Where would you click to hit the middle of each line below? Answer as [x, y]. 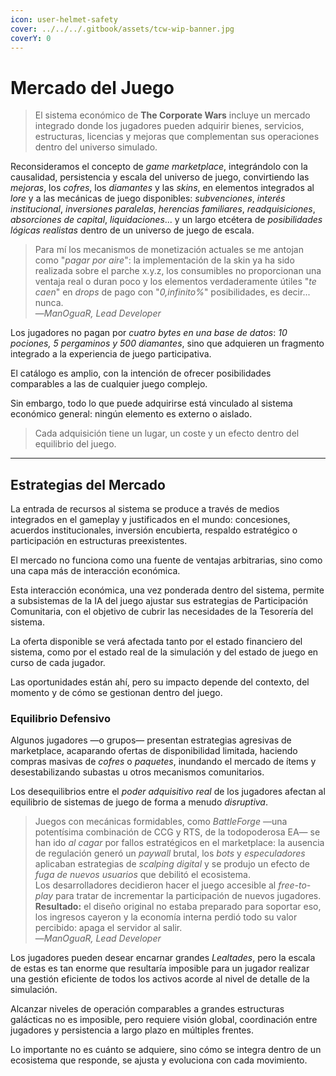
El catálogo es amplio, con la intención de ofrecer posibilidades [141, 373]
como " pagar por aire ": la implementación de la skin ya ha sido [164, 260]
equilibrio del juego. [75, 444]
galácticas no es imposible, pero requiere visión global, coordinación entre [164, 1020]
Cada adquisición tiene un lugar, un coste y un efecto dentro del [167, 433]
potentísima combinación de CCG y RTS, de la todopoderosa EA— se [177, 832]
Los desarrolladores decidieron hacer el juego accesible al [155, 885]
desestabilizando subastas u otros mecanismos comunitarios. [137, 772]
